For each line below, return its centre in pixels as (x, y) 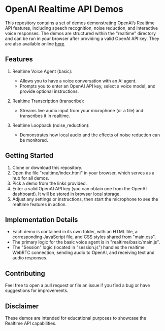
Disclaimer (22, 306)
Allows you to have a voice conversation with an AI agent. (78, 81)
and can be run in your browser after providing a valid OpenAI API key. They (82, 39)
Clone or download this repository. (47, 167)
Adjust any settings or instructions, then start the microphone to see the (85, 199)
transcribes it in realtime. (45, 116)
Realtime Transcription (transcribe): (48, 101)
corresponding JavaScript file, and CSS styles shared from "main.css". (84, 237)
